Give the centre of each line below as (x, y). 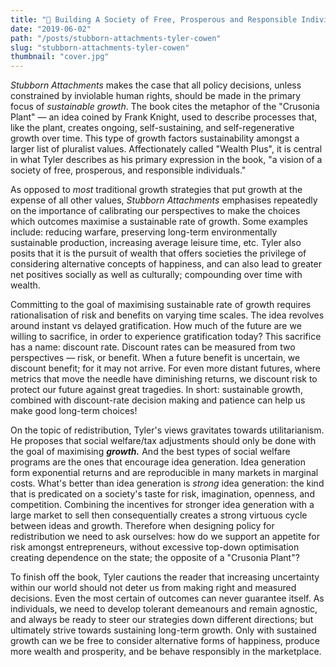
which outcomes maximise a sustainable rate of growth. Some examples (159, 222)
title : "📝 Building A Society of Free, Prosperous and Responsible (154, 19)
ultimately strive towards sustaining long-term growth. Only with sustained (163, 630)
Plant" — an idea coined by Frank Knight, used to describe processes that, (164, 117)
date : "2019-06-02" (51, 29)
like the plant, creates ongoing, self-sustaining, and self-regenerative (152, 128)
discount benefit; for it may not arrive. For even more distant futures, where (165, 368)
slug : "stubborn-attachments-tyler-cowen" (100, 47)
